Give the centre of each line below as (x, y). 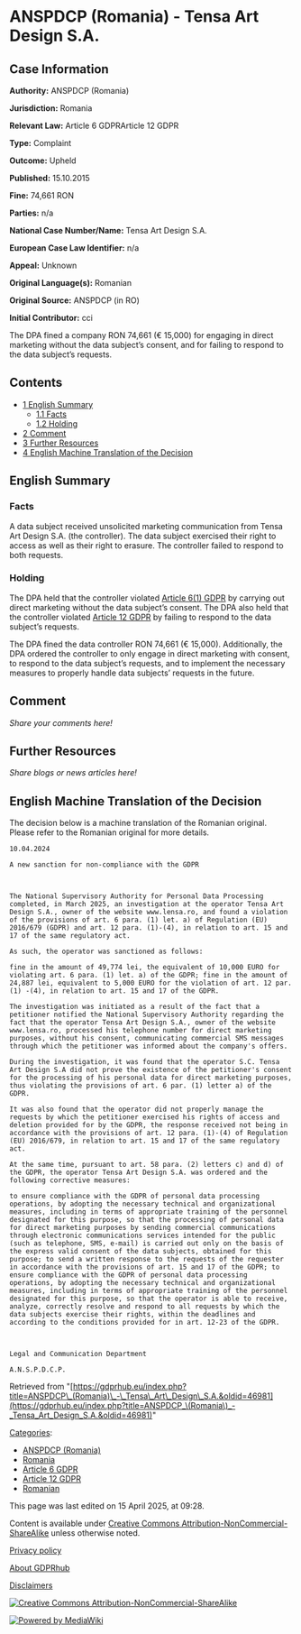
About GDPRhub (40, 1568)
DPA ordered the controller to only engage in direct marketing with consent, (150, 653)
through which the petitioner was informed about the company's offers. (149, 1046)
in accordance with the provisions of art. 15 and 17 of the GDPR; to (145, 1267)
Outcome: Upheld (43, 161)
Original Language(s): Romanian (71, 283)
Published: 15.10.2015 (50, 178)
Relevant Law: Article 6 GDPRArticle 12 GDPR (94, 125)
